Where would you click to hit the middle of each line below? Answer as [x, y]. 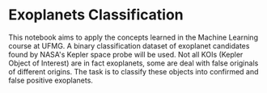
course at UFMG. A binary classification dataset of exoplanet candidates [129, 45]
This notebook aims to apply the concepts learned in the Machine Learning [133, 37]
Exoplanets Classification [96, 15]
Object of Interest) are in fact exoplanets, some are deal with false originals [133, 63]
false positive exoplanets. [51, 80]
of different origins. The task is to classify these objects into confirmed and [133, 71]
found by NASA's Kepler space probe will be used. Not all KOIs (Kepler [126, 54]
